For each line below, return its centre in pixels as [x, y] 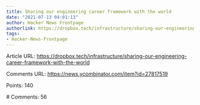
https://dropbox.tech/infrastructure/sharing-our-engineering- [112, 56]
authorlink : [21, 28]
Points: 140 [20, 85]
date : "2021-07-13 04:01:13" [42, 17]
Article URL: [21, 56]
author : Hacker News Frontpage [45, 23]
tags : [13, 34]
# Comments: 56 [27, 97]
